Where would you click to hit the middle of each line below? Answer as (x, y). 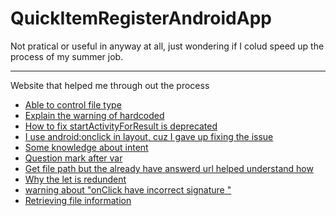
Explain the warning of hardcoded (94, 115)
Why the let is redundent (75, 179)
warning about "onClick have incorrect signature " (128, 189)
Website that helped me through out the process (110, 85)
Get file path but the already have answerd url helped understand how (169, 168)
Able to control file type (73, 104)
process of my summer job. (67, 56)
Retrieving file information (78, 200)
